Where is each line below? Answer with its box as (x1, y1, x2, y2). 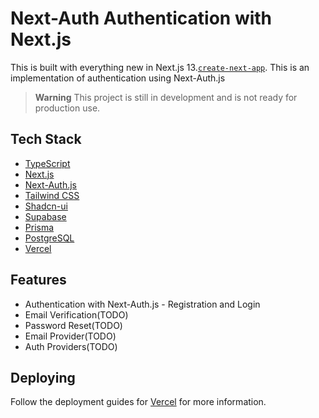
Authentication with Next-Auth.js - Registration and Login (24, 298, 261, 310)
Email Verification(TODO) (24, 308, 129, 321)
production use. (34, 102, 101, 114)
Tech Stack (10, 131, 82, 148)
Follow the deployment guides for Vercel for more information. (10, 396, 267, 408)
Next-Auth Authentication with (10, 7, 273, 30)
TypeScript (24, 157, 71, 169)
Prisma (24, 221, 55, 233)
